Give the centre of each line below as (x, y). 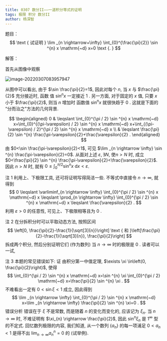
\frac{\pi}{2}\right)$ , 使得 (31, 268)
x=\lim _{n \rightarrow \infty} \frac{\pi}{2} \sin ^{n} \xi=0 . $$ (84, 303)
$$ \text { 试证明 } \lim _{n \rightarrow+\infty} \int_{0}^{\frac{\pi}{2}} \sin (84, 42)
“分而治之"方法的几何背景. (32, 108)
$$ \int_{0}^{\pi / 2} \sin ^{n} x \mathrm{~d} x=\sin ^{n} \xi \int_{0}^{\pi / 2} (84, 276)
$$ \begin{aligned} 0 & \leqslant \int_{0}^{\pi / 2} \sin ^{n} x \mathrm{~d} (84, 118)
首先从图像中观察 (23, 69)
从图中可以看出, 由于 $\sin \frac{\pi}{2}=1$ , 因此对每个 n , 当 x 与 (71, 89)
